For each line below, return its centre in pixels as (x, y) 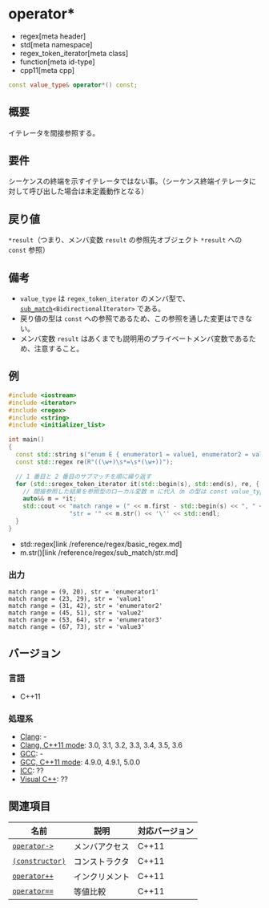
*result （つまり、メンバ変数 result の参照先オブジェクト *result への (125, 240)
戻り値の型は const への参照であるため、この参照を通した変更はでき (132, 318)
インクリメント (102, 877)
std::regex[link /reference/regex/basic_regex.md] (101, 544)
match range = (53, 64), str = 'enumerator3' (85, 620)
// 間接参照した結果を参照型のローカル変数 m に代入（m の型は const (125, 491)
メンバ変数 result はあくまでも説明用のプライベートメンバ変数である (134, 338)
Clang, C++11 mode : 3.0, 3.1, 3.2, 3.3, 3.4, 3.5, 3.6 (101, 745)
